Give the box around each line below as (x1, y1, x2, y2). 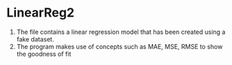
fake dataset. (16, 35, 55, 43)
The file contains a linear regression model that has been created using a (16, 28, 226, 36)
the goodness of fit (16, 50, 72, 58)
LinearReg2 (6, 5, 74, 21)
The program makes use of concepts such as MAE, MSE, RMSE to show (16, 42, 223, 50)
